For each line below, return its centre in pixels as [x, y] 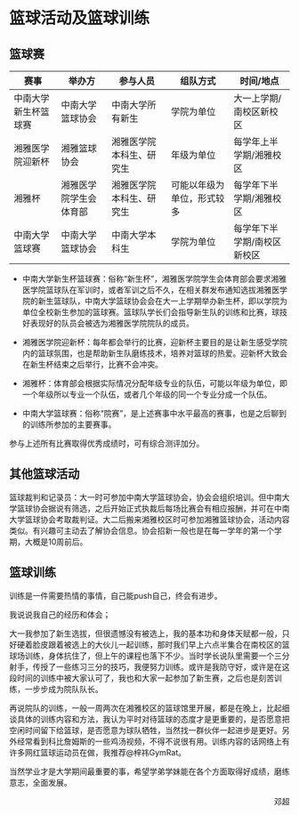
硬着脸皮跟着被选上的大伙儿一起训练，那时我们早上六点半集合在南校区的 [149, 644]
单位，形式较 [198, 198]
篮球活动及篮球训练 [80, 18]
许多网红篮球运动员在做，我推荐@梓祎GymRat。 [98, 752]
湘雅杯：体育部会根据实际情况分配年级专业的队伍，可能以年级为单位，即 [154, 383]
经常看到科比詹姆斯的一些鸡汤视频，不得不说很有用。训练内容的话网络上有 [153, 741]
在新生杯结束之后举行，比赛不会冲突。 [92, 364]
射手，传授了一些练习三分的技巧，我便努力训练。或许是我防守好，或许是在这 [149, 666]
